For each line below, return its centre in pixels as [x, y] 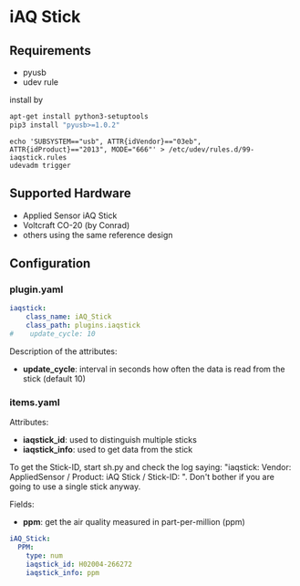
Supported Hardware [71, 194]
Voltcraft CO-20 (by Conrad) [76, 225]
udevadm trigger [40, 165]
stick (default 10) [54, 378]
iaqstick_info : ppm [63, 572]
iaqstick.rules [38, 157]
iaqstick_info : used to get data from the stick [108, 450]
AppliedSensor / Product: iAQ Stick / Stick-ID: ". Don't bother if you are [142, 477]
